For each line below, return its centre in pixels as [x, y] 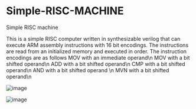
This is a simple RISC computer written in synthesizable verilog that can [93, 39]
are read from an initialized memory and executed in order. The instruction [97, 51]
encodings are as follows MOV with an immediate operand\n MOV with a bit [98, 57]
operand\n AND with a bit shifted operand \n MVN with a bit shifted [88, 70]
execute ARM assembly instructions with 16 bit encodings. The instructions [97, 45]
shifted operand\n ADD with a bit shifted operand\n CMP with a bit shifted [96, 64]
